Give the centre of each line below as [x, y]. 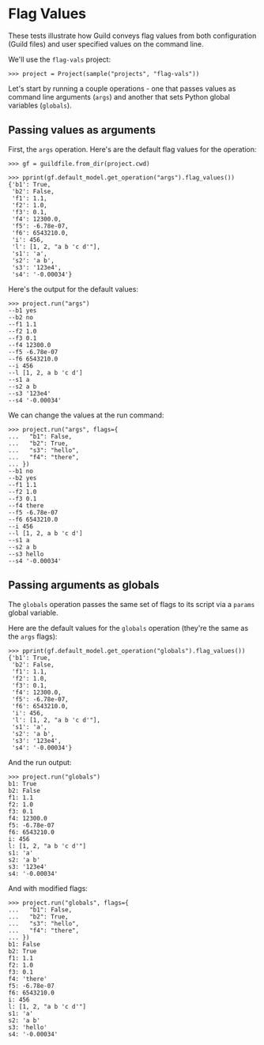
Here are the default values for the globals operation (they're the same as [128, 628]
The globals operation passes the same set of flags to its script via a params [132, 604]
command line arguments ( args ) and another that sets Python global [119, 96]
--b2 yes [23, 478]
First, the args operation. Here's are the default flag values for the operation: [132, 149]
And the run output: [40, 762]
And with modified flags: [48, 888]
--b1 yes [23, 310]
